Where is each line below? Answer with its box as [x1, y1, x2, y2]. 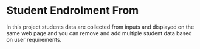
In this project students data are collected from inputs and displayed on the [6, 23, 195, 30]
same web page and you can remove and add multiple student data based [6, 29, 193, 36]
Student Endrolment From [6, 4, 139, 17]
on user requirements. [6, 36, 62, 43]
